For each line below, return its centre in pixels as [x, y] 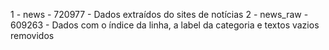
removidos [32, 35]
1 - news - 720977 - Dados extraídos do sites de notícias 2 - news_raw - [159, 14]
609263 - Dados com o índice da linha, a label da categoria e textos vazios [165, 25]
